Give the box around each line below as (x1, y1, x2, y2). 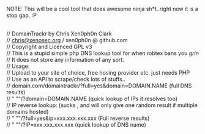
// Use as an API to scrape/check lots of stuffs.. (6, 76, 125, 83)
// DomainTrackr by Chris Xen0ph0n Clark (6, 30, 112, 37)
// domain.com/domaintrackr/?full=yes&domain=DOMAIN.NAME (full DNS (6, 82, 192, 89)
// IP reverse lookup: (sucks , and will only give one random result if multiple (6, 102, 198, 109)
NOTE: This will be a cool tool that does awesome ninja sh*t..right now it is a (6, 6, 198, 12)
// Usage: (6, 62, 30, 70)
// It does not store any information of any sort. (6, 56, 124, 63)
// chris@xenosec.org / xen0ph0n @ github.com (6, 37, 129, 43)
